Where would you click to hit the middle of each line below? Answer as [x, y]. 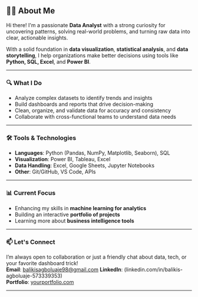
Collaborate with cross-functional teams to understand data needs [95, 117]
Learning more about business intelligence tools [74, 221]
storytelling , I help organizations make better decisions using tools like [92, 55]
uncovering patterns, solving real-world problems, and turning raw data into [98, 31]
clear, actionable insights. [37, 37]
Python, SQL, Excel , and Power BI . [48, 61]
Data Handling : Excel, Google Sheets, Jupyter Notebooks [85, 165]
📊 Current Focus [31, 193]
